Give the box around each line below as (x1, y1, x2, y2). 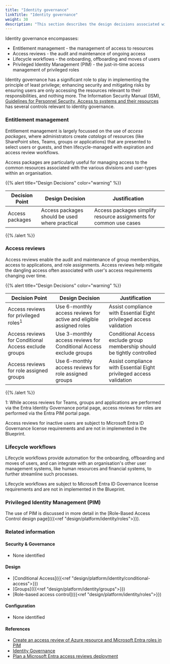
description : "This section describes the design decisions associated (5, 21, 159, 27)
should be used (41, 213, 78, 220)
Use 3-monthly (55, 330, 93, 337)
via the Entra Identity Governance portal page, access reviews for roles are (5, 404, 162, 411)
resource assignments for (94, 213, 155, 220)
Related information (5, 528, 55, 535)
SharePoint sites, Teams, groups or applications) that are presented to (5, 138, 151, 144)
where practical (41, 219, 78, 226)
